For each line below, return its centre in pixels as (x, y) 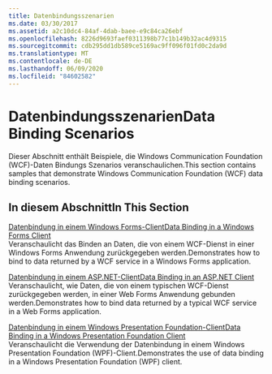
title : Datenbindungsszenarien (61, 16)
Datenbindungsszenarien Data (112, 116)
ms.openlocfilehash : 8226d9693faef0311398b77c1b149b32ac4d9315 (118, 39)
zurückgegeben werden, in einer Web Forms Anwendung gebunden (122, 294)
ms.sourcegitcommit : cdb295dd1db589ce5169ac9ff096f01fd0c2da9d (118, 46)
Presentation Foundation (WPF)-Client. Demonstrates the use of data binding (136, 353)
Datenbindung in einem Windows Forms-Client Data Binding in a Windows (131, 227)
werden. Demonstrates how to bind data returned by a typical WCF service (133, 303)
